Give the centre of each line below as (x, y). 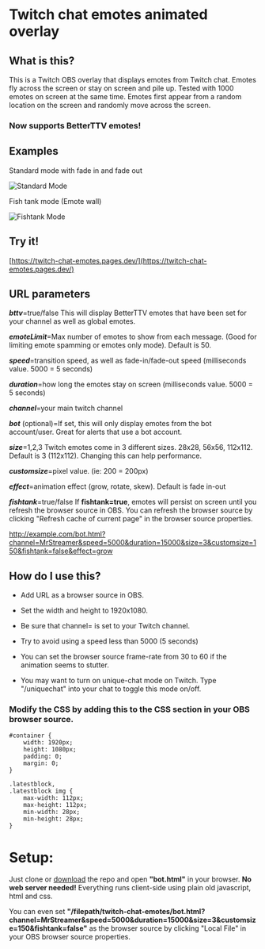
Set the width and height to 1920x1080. (84, 611)
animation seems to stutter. (64, 665)
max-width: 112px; (53, 798)
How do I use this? (55, 576)
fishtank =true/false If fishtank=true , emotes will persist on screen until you (133, 502)
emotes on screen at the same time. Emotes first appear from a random (125, 96)
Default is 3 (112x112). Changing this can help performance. (106, 456)
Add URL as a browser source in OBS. (82, 595)
